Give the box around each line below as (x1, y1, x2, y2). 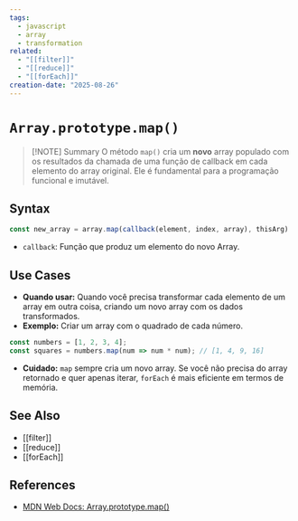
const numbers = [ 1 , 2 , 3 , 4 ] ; (9, 338, 127, 347)
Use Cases (9, 268, 71, 283)
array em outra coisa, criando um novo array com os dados (22, 301, 244, 312)
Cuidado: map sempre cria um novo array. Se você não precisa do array (22, 363, 288, 374)
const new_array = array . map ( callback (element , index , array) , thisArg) (9, 225, 289, 234)
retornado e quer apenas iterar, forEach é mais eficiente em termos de (22, 372, 284, 383)
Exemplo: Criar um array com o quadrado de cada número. (22, 320, 244, 331)
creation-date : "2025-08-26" (9, 81, 119, 90)
